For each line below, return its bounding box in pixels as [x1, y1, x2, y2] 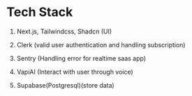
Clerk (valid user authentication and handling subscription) [16, 40, 186, 49]
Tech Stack [6, 4, 73, 20]
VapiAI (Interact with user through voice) [16, 67, 133, 76]
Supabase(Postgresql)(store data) [16, 81, 115, 89]
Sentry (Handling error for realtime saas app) [16, 54, 147, 63]
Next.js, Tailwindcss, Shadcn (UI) [16, 27, 112, 35]
